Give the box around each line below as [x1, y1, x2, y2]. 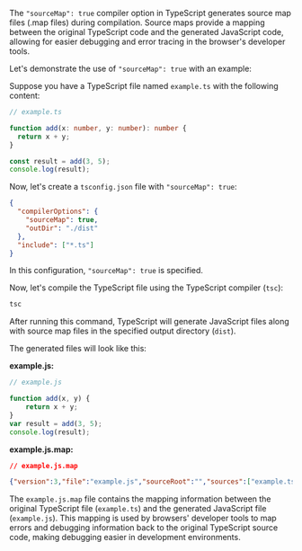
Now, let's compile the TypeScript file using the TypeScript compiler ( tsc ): [9, 282, 284, 293]
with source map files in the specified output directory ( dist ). [9, 325, 236, 336]
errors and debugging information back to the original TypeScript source [9, 522, 279, 533]
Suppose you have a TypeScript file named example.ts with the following [9, 81, 279, 91]
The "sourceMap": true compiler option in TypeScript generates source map [9, 8, 292, 18]
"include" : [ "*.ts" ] [17, 240, 94, 250]
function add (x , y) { [9, 395, 91, 404]
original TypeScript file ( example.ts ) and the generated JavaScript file [9, 503, 267, 514]
